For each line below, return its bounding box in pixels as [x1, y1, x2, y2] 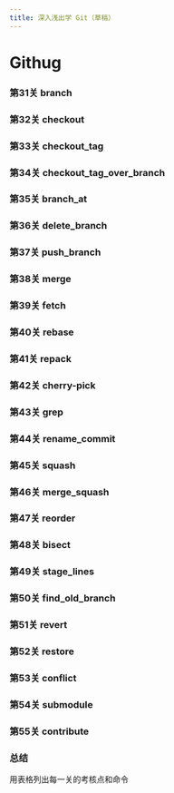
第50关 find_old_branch [9, 592, 116, 604]
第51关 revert [9, 619, 68, 631]
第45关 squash [9, 459, 76, 472]
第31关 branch [9, 86, 72, 99]
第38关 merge [9, 273, 72, 286]
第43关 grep [9, 406, 63, 418]
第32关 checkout [9, 113, 84, 125]
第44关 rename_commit [9, 432, 116, 445]
